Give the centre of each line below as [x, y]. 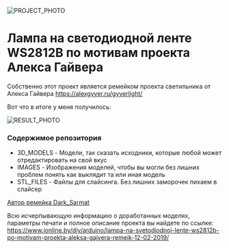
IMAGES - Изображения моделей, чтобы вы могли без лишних [108, 167]
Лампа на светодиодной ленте [99, 38]
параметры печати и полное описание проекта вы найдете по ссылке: [110, 223]
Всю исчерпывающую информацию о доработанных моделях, [98, 216]
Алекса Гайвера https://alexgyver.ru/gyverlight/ [75, 93]
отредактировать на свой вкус [62, 160]
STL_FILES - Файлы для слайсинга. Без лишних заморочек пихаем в [117, 182]
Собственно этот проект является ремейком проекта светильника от [109, 86]
